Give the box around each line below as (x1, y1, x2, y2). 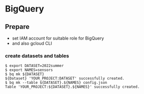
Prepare (5, 23, 30, 31)
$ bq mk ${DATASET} (5, 72, 45, 77)
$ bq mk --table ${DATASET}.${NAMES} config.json (5, 81, 108, 85)
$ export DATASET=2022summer (5, 64, 64, 68)
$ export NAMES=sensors (5, 67, 53, 73)
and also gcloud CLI (12, 40, 52, 46)
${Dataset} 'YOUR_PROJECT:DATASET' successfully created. (5, 76, 125, 81)
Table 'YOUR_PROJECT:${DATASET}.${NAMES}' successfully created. (5, 84, 140, 90)
